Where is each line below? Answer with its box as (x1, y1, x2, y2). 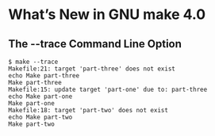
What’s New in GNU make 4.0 (8, 6, 206, 24)
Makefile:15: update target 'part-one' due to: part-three (8, 85, 208, 93)
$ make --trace (8, 58, 59, 66)
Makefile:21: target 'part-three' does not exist (8, 65, 176, 73)
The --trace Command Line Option (8, 37, 182, 51)
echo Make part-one (8, 93, 73, 100)
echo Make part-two (8, 113, 73, 121)
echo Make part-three (8, 72, 80, 80)
